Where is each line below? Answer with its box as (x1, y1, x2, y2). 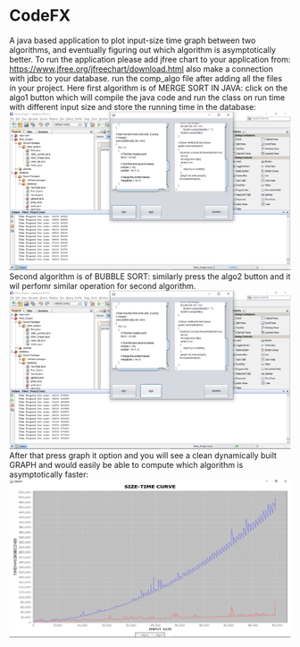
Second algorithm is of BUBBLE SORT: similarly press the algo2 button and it (9, 270, 291, 282)
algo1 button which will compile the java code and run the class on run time (9, 91, 286, 103)
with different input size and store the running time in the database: (9, 101, 256, 112)
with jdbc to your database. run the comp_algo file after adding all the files (9, 72, 283, 83)
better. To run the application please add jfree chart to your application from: (9, 54, 291, 64)
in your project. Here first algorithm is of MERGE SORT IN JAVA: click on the (9, 82, 288, 93)
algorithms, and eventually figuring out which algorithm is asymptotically (9, 44, 277, 55)
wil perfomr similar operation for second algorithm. (9, 280, 196, 291)
